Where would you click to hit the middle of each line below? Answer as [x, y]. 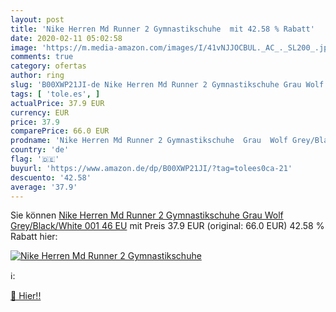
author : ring [37, 76]
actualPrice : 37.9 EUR [57, 103]
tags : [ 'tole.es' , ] [55, 94]
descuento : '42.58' [51, 177]
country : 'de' [40, 150]
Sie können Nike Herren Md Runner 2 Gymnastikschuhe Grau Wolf [147, 215]
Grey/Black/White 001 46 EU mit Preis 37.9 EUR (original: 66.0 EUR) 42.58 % [167, 226]
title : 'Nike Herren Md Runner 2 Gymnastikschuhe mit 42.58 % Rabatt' [162, 29]
